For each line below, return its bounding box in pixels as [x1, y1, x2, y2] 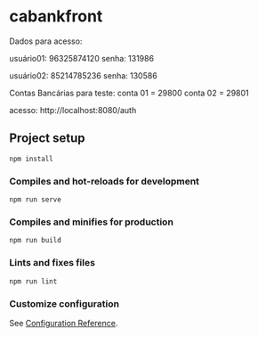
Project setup [9, 131, 86, 146]
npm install [9, 154, 53, 163]
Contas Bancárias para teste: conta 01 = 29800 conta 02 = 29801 [9, 87, 249, 98]
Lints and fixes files [9, 257, 96, 269]
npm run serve [9, 195, 62, 204]
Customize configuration [9, 297, 120, 309]
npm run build [9, 236, 62, 245]
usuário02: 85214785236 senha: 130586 [9, 70, 157, 81]
